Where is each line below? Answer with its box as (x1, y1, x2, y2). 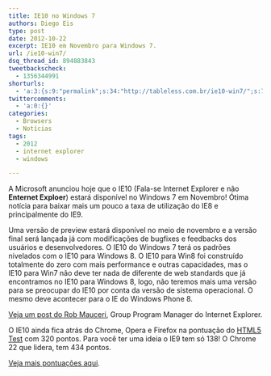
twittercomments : (8, 95, 67, 103)
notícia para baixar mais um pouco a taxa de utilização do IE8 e (8, 201, 219, 211)
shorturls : (8, 79, 45, 87)
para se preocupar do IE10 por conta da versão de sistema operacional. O (8, 285, 253, 295)
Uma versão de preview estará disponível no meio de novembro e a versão (8, 226, 257, 235)
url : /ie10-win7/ (8, 49, 67, 57)
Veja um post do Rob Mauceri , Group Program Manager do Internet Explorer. (8, 310, 263, 319)
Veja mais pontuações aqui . (8, 358, 101, 368)
